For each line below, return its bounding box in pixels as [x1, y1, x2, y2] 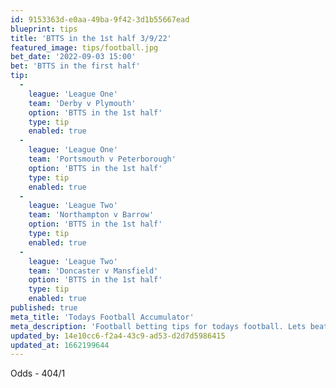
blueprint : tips [10, 24, 78, 34]
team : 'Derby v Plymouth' [28, 98, 137, 108]
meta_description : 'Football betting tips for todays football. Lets [10, 321, 307, 331]
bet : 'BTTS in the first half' [10, 61, 141, 71]
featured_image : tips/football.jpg [10, 42, 159, 53]
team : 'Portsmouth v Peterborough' [28, 154, 177, 164]
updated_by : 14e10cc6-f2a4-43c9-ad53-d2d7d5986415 [10, 331, 226, 341]
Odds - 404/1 [10, 367, 66, 380]
